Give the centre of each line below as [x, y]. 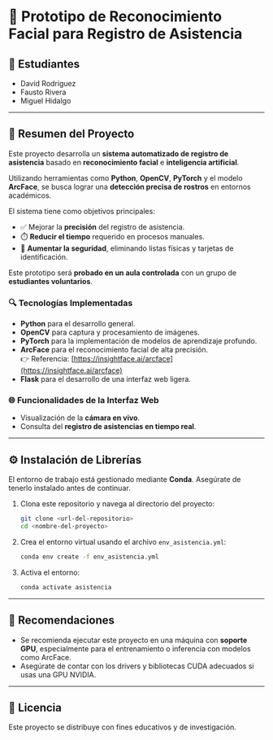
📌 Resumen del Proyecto [71, 134]
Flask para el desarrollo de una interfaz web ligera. [105, 379]
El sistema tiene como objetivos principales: [82, 211]
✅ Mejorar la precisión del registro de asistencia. [102, 226]
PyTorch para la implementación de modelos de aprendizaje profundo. [139, 341]
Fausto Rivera [43, 92]
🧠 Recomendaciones [62, 621]
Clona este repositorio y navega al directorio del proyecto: [117, 504]
